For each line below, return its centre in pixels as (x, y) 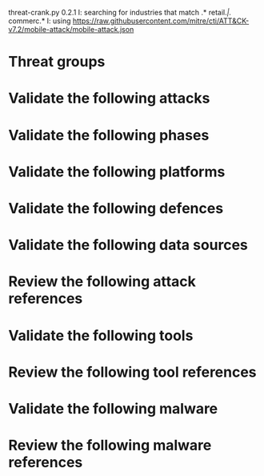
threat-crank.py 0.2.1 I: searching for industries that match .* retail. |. (120, 12)
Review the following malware (110, 446)
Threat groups (57, 62)
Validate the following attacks (109, 98)
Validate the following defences (116, 208)
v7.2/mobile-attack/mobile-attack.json (71, 29)
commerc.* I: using (40, 21)
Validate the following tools (101, 335)
